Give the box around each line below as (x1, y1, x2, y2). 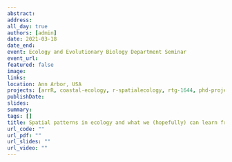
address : (7, 17, 32, 23)
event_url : (7, 55, 39, 62)
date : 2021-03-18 (7, 36, 57, 43)
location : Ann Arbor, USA (7, 81, 81, 88)
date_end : (7, 42, 36, 49)
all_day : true (7, 23, 48, 30)
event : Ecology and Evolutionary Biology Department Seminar (7, 49, 187, 56)
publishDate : (7, 94, 45, 101)
